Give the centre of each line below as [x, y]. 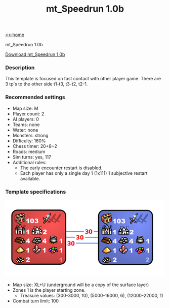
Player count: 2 [28, 114]
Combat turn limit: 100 [36, 301]
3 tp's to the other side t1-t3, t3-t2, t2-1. [47, 84]
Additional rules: [30, 162]
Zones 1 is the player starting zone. [49, 290]
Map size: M [25, 108]
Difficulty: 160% [29, 141]
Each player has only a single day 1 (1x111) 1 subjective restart [84, 173]
